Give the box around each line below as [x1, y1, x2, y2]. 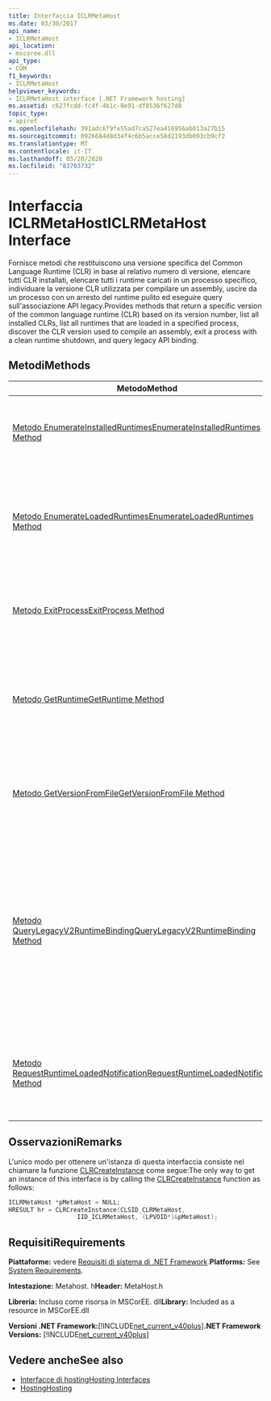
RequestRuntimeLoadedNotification [12, 1067, 148, 1078]
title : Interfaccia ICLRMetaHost [8, 11, 121, 20]
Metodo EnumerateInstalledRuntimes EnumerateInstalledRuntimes [12, 421, 261, 433]
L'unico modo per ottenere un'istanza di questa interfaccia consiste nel [8, 1157, 244, 1167]
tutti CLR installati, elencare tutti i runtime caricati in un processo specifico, [8, 276, 258, 285]
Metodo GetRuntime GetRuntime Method [12, 693, 165, 704]
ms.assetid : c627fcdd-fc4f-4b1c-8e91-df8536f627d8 [8, 102, 182, 110]
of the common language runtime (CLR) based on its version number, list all [8, 310, 260, 319]
